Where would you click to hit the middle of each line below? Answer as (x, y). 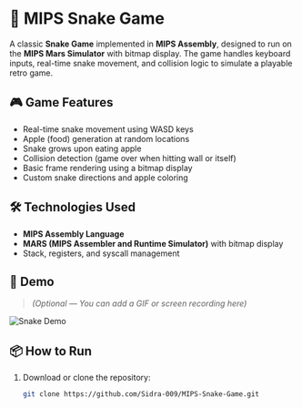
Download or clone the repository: (86, 378)
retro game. (31, 73)
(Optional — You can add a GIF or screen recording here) (139, 303)
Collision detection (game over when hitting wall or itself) (129, 158)
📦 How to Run (51, 351)
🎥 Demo (32, 281)
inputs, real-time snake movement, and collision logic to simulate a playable (151, 63)
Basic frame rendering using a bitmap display (107, 168)
